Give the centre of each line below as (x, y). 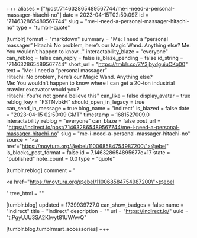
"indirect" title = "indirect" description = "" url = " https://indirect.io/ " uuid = (98, 211)
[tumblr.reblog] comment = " (41, 170)
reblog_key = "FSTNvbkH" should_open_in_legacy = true (75, 102)
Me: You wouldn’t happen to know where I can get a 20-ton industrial (91, 83)
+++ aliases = (23, 9)
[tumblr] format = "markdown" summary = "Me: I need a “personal (87, 39)
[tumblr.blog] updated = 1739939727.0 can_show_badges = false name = (95, 205)
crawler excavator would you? (43, 89)
